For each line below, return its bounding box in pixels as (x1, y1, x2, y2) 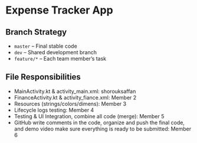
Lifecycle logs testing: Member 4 (14, 107, 94, 114)
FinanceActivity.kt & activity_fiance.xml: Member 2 (14, 94, 137, 101)
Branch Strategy (5, 27, 67, 37)
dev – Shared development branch (14, 49, 97, 56)
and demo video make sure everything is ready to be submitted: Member (14, 125, 192, 132)
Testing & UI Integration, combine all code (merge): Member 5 (14, 112, 165, 119)
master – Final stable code (14, 42, 77, 49)
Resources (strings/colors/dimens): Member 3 (14, 100, 127, 107)
